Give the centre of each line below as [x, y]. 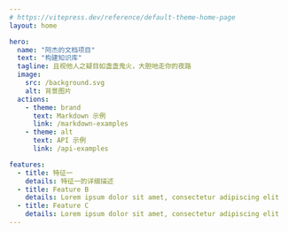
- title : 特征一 [45, 173]
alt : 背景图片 [49, 91]
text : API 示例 [59, 141]
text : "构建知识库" [50, 58]
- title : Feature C [53, 206]
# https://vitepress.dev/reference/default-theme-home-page [123, 17]
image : [29, 75]
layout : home [33, 26]
